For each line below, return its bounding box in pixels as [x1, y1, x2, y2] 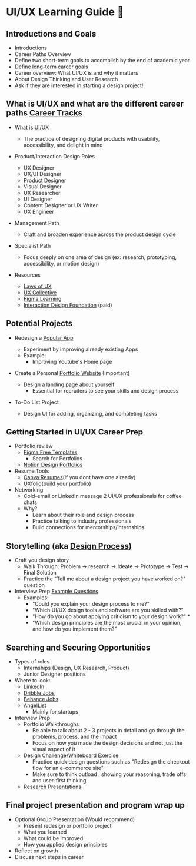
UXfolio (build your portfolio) [23, 480, 91, 487]
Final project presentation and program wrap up [6, 800, 185, 810]
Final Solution [23, 569, 57, 576]
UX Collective [23, 288, 57, 296]
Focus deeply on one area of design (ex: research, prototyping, [23, 253, 177, 261]
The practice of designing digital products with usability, [23, 135, 160, 142]
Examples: [23, 594, 49, 601]
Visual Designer [23, 183, 62, 190]
